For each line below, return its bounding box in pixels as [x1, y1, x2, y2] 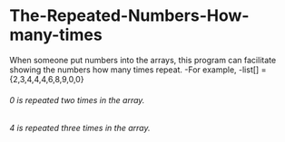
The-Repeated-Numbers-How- [9, 5, 250, 26]
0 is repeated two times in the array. [9, 94, 145, 105]
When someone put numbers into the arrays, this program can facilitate [9, 54, 277, 65]
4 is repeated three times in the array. [9, 123, 151, 134]
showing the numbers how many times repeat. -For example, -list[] [9, 64, 260, 75]
